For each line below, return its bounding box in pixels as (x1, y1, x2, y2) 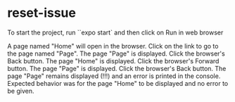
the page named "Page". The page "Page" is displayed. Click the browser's (7, 49, 225, 58)
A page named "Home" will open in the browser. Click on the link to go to (7, 42, 219, 50)
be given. (7, 87, 34, 95)
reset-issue (7, 5, 76, 21)
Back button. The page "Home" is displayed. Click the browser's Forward (7, 56, 220, 65)
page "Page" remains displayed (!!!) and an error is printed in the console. (7, 72, 221, 80)
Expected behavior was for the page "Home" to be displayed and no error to (7, 79, 229, 87)
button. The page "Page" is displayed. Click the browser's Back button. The (7, 64, 227, 72)
